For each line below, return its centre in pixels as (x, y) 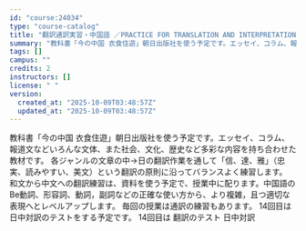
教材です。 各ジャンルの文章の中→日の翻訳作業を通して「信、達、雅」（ (143, 161)
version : (26, 94)
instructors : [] (40, 77)
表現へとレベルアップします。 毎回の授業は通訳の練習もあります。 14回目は (151, 206)
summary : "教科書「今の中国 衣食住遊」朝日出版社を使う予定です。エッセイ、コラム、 (150, 43)
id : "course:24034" (46, 18)
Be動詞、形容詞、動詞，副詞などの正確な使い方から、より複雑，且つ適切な (150, 195)
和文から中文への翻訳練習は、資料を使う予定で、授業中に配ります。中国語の (153, 184)
